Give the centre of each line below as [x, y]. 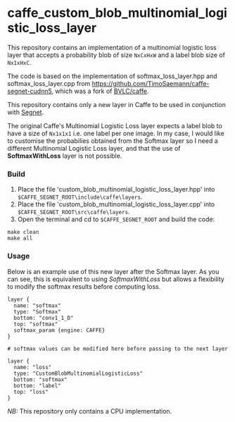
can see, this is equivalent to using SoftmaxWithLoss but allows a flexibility [116, 279]
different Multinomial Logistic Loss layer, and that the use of [94, 148]
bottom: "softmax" [41, 379]
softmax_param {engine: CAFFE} [59, 330]
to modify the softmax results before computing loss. [84, 286]
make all [20, 238]
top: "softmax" [36, 324]
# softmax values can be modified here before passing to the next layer [118, 349]
